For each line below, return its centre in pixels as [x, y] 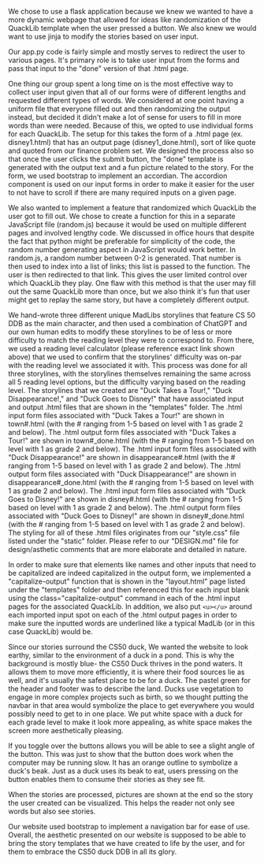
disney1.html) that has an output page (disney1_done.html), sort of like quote [132, 142]
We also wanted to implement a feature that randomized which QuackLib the [132, 208]
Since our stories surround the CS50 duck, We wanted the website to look [128, 647]
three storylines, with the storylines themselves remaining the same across [130, 374]
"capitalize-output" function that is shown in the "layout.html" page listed [127, 581]
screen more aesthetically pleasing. [66, 731]
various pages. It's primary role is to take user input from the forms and [124, 60]
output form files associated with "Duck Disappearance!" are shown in [122, 474]
